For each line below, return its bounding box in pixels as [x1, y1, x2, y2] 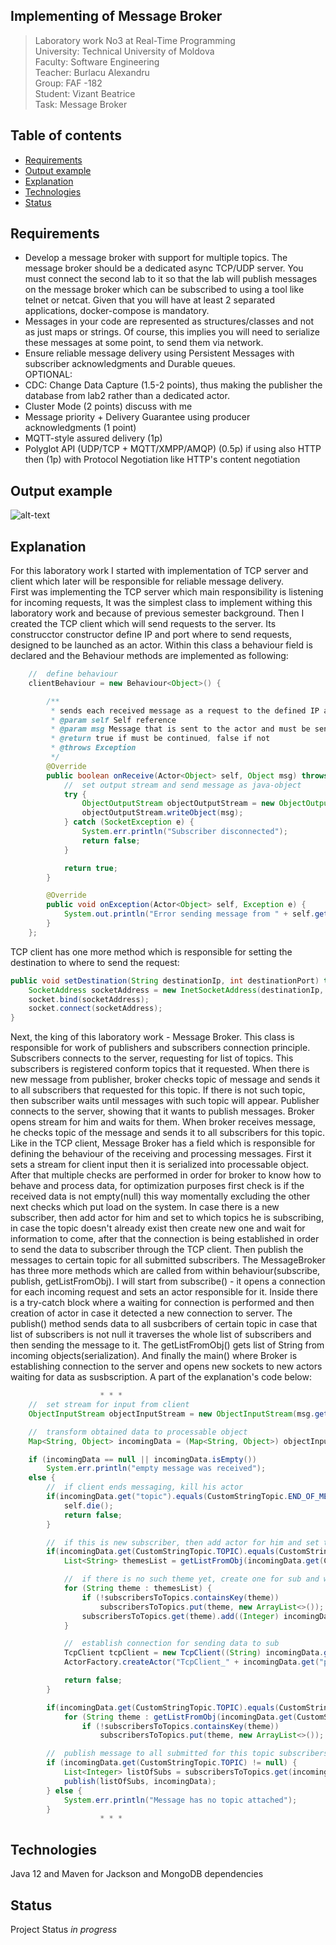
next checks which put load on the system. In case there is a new [10, 1201, 280, 1213]
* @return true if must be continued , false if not [50, 734, 271, 744]
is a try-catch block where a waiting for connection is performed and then [10, 1297, 315, 1309]
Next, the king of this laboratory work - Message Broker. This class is [10, 1031, 295, 1043]
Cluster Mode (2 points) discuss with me [24, 400, 193, 413]
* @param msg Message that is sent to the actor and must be [50, 724, 311, 734]
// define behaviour [28, 669, 118, 679]
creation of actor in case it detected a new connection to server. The [10, 1307, 293, 1319]
